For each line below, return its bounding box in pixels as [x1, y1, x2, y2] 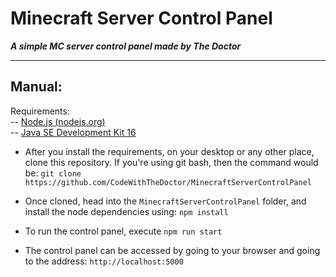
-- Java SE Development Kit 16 [10, 126, 137, 138]
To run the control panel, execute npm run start [24, 225, 223, 237]
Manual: [10, 78, 63, 96]
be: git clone [24, 167, 82, 179]
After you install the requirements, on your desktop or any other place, [24, 145, 315, 157]
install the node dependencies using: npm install [24, 205, 229, 217]
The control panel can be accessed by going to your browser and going [24, 244, 321, 256]
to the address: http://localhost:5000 [24, 255, 184, 267]
